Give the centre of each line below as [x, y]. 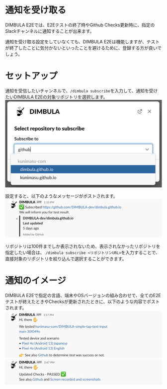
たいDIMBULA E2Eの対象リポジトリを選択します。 [56, 97]
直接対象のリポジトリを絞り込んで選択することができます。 [66, 258]
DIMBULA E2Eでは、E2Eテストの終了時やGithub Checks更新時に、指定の [80, 25]
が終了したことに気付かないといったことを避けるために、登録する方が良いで [83, 48]
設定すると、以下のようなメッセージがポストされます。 [61, 196]
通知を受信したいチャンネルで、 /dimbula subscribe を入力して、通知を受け [82, 90]
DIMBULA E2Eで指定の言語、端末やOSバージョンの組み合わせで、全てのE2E [83, 295]
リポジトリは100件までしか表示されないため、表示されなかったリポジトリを [83, 246]
